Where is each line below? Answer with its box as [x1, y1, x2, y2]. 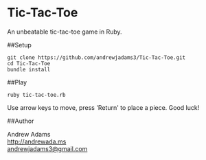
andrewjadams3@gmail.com [7, 144, 88, 152]
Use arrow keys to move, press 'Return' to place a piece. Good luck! [7, 103, 200, 111]
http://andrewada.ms [7, 137, 67, 146]
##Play [7, 78, 27, 87]
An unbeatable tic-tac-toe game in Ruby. [7, 27, 122, 36]
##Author [7, 117, 34, 125]
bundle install [7, 66, 51, 73]
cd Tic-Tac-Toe [7, 60, 51, 67]
